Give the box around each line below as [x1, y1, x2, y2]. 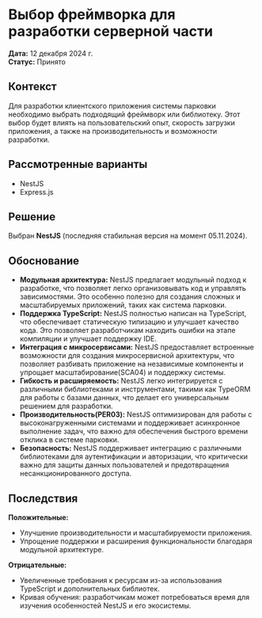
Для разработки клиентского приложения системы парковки [8, 101, 216, 110]
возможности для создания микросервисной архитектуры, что [19, 351, 235, 360]
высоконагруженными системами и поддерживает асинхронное [19, 418, 241, 428]
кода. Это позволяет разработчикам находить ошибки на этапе [19, 326, 236, 335]
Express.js [19, 187, 54, 196]
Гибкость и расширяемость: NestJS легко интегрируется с [19, 376, 223, 386]
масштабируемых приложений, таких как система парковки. [19, 300, 227, 310]
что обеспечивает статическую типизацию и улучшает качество [19, 317, 239, 326]
